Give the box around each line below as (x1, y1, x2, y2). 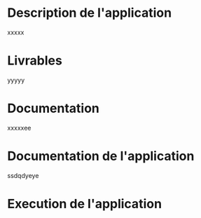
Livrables (7, 53, 63, 69)
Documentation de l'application (7, 149, 195, 164)
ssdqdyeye (7, 171, 39, 179)
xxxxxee (7, 123, 32, 132)
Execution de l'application (7, 196, 162, 212)
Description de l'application (7, 5, 172, 21)
